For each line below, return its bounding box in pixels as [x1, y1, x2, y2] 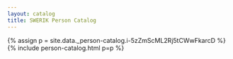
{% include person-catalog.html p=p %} [7, 44, 125, 52]
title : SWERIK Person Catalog [7, 17, 97, 24]
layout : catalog [7, 10, 55, 18]
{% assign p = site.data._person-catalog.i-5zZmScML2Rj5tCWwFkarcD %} [7, 36, 227, 44]
